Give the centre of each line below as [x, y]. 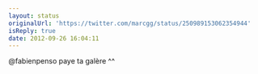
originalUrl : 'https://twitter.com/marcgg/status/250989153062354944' [130, 23]
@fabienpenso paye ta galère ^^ [62, 61]
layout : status [34, 16]
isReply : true [32, 31]
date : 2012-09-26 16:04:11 [54, 38]
